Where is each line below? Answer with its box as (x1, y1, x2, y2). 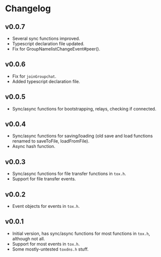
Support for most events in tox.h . (12, 241, 80, 247)
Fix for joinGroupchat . (12, 73, 56, 79)
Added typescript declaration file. (12, 78, 80, 84)
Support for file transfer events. (12, 176, 76, 182)
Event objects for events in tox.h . (12, 203, 80, 209)
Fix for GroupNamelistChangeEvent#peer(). (12, 46, 101, 52)
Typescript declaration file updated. (12, 41, 85, 47)
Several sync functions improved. (12, 35, 80, 41)
